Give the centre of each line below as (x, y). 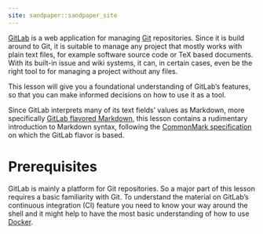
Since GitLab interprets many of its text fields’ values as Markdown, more (126, 110)
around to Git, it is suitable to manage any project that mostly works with (125, 46)
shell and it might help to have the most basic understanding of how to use (129, 214)
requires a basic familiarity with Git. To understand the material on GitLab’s (128, 196)
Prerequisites (53, 166)
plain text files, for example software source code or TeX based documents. (131, 54)
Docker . (21, 221)
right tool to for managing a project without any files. (93, 71)
